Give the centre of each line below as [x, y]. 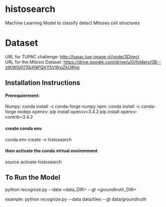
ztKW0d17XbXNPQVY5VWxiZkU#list [43, 67]
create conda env [24, 129]
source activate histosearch [33, 162]
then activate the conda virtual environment [51, 151]
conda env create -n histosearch [38, 139]
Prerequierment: [23, 95]
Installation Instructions [43, 83]
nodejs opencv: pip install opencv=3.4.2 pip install [68, 112]
